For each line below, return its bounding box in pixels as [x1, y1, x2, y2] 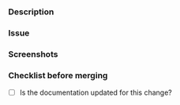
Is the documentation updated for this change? [19, 88, 172, 97]
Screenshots [8, 48, 58, 59]
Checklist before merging [8, 69, 108, 81]
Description [8, 6, 54, 17]
